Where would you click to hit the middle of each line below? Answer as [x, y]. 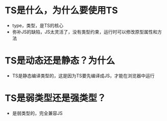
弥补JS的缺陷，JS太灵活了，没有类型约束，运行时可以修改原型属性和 [85, 32]
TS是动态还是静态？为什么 [60, 61]
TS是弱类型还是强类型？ [55, 98]
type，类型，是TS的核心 [38, 25]
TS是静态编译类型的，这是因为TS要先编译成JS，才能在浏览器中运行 [83, 75]
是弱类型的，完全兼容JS [37, 113]
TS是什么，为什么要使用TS [61, 10]
